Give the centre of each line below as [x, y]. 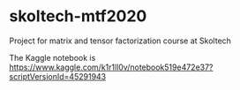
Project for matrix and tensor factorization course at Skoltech [120, 41]
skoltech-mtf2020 [78, 16]
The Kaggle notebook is [52, 57]
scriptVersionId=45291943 [58, 76]
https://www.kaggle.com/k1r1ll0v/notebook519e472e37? [111, 67]
